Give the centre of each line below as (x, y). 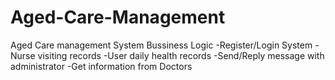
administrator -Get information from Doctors (101, 66)
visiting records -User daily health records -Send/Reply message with (181, 55)
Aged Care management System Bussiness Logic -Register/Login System (161, 45)
